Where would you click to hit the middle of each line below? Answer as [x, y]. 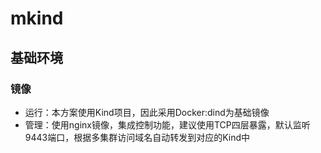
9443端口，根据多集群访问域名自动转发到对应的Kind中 [137, 137]
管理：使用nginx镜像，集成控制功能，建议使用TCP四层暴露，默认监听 [167, 124]
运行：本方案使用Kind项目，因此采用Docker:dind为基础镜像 [147, 112]
